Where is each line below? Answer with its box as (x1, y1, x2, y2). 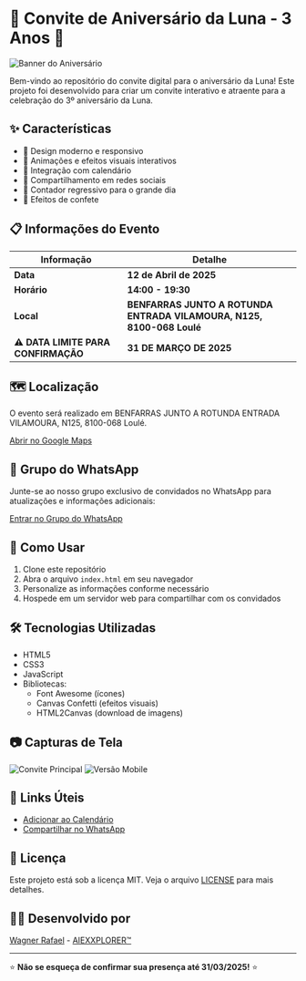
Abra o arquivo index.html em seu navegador (22, 573, 194, 584)
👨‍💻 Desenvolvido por (9, 911, 131, 926)
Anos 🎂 (9, 27, 66, 48)
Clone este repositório (22, 564, 107, 574)
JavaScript (22, 668, 64, 679)
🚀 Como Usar (9, 540, 86, 555)
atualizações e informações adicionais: (9, 496, 156, 507)
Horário (14, 283, 48, 295)
